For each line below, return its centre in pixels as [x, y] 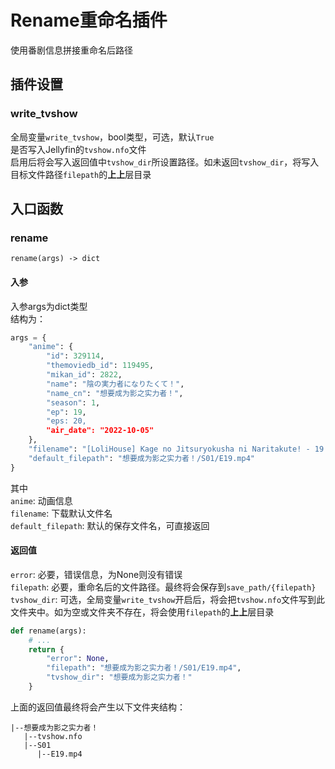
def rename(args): [48, 631]
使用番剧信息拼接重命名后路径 [71, 50]
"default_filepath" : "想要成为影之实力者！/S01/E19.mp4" [141, 458]
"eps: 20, [66, 421]
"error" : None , [78, 659]
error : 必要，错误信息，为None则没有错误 [96, 574]
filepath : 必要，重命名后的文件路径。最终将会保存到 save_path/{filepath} [163, 587]
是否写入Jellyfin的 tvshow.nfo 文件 [78, 149]
